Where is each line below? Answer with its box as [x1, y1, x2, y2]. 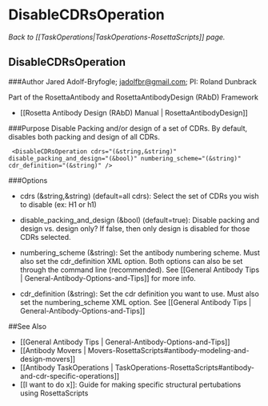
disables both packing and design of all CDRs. [8, 132, 160, 141]
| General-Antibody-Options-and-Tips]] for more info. [19, 273, 196, 282]
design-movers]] [19, 354, 76, 363]
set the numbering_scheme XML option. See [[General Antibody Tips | [19, 297, 252, 307]
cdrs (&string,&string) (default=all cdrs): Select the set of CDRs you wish [19, 191, 259, 201]
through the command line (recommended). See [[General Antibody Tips [19, 265, 260, 274]
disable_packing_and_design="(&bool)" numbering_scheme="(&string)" [8, 154, 242, 162]
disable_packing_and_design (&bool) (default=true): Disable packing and [19, 215, 260, 225]
